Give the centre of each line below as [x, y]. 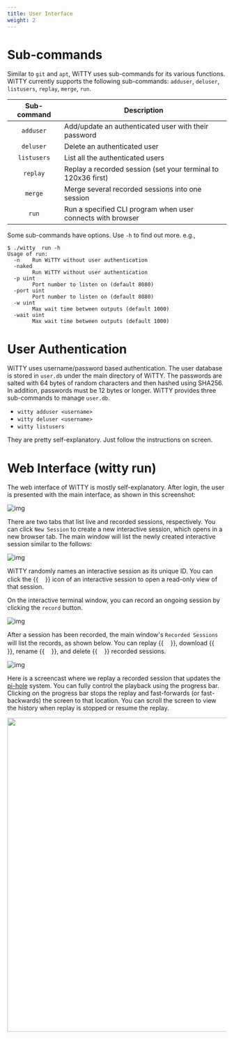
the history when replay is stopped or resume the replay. [88, 708]
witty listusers [41, 427]
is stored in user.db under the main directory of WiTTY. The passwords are [115, 376]
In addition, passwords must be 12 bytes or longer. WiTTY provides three [112, 391]
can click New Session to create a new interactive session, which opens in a [115, 529]
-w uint [25, 303]
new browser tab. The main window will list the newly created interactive [111, 537]
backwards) [24, 701]
